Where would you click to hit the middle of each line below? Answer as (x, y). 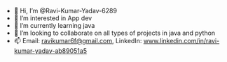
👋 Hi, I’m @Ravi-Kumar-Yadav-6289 (66, 11)
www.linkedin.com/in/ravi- (181, 41)
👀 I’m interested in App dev (53, 18)
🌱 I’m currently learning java (54, 25)
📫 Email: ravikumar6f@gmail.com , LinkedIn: (78, 41)
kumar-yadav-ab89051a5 (50, 51)
